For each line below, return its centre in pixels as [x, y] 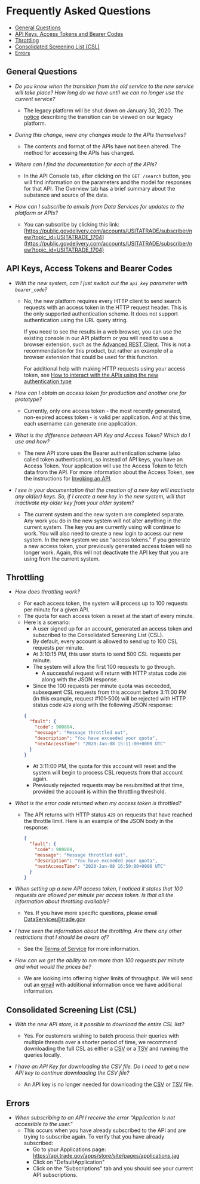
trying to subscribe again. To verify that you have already [94, 1136]
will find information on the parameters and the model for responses [107, 182]
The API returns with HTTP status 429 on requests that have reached [108, 815]
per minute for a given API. [56, 610]
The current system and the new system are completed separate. [104, 514]
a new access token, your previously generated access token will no [108, 546]
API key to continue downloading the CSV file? [72, 1073]
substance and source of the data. [66, 195]
